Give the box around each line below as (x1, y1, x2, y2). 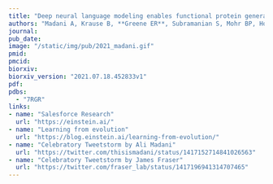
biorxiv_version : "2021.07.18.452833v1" (8, 72, 148, 81)
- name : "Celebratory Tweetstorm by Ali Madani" (8, 140, 176, 149)
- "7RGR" (15, 95, 45, 103)
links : (8, 103, 31, 111)
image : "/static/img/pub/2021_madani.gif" (8, 42, 154, 50)
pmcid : (8, 58, 31, 66)
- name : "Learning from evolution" (8, 125, 129, 134)
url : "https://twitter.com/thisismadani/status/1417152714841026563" (15, 148, 256, 156)
